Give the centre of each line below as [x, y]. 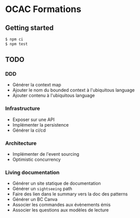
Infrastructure [23, 108]
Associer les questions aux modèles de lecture [60, 210]
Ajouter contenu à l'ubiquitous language [53, 95]
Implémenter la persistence [40, 125]
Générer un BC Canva [35, 199]
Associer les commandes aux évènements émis [61, 205]
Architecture [21, 143]
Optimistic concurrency [36, 160]
